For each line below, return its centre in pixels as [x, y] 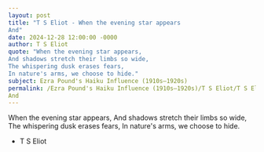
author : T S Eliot [38, 45]
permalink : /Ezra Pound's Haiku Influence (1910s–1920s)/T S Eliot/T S [128, 88]
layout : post [29, 15]
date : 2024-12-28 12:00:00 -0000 [63, 37]
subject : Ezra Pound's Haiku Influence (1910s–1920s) [98, 81]
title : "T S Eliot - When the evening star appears [94, 23]
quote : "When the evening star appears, [75, 52]
